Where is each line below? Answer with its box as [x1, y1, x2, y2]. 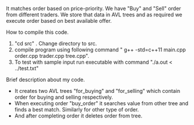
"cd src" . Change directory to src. [14, 40, 97, 47]
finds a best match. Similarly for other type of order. [14, 106, 139, 113]
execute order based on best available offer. [6, 18, 112, 24]
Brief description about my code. [6, 76, 85, 83]
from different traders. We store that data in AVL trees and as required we [6, 11, 182, 18]
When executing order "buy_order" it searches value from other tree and [14, 100, 189, 107]
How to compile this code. [6, 29, 69, 36]
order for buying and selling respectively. [14, 93, 114, 100]
